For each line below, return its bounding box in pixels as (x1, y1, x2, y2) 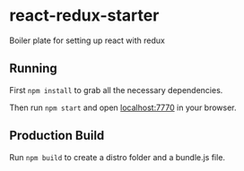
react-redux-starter (9, 5, 160, 26)
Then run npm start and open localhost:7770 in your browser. (9, 102, 237, 113)
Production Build (9, 128, 105, 143)
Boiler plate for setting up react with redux (9, 35, 166, 46)
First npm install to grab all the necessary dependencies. (9, 84, 223, 95)
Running (9, 61, 58, 76)
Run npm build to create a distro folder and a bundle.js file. (9, 151, 226, 162)
